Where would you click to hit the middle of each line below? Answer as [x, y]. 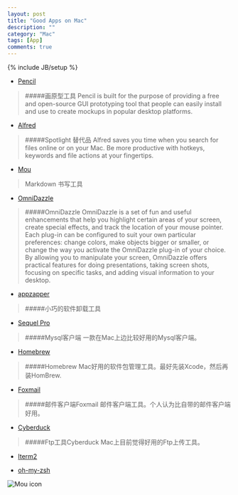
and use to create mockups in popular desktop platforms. [109, 111]
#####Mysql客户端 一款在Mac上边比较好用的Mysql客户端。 [113, 338]
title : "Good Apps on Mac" [47, 21]
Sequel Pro [34, 323]
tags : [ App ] [25, 41]
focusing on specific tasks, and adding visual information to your [119, 272]
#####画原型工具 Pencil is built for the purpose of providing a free [122, 96]
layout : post [27, 14]
